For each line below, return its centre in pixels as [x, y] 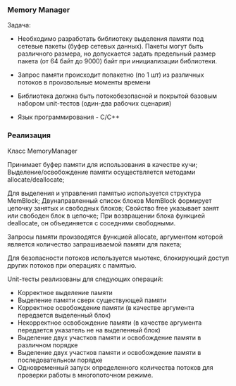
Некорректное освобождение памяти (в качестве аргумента [110, 323]
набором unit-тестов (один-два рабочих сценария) [94, 104]
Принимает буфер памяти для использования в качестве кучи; [103, 164]
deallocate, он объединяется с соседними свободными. [92, 223]
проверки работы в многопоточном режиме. [85, 375]
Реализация [29, 135]
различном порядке [48, 345]
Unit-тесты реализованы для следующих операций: [85, 279]
